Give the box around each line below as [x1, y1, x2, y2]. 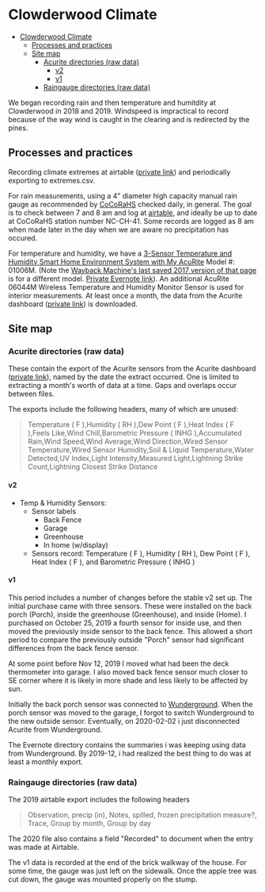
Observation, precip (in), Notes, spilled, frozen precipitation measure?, [27, 810, 257, 820]
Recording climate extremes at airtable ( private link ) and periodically [8, 167, 231, 176]
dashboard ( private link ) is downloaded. [8, 299, 138, 309]
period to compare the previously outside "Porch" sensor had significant [8, 635, 244, 644]
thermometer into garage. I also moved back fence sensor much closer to [8, 667, 248, 676]
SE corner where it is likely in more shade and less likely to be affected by [8, 675, 248, 685]
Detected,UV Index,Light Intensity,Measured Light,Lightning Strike [27, 454, 244, 463]
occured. [8, 233, 38, 243]
